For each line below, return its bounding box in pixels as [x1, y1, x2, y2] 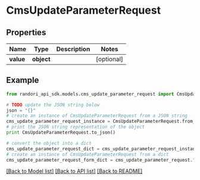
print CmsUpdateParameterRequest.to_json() [6, 129, 116, 136]
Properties [6, 27, 46, 38]
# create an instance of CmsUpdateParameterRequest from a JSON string [6, 113, 187, 119]
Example [6, 75, 39, 85]
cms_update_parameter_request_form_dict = [6, 157, 113, 163]
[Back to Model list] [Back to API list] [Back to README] [6, 167, 143, 175]
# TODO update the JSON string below [6, 102, 100, 108]
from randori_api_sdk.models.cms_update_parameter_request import [6, 91, 174, 97]
